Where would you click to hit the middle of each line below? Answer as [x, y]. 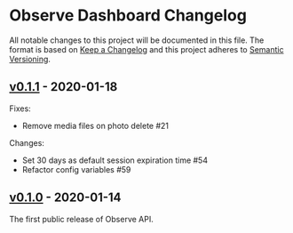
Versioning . [30, 59]
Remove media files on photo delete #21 [95, 125]
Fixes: [20, 108]
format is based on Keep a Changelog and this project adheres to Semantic [146, 49]
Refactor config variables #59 [76, 169]
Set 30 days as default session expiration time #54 [115, 160]
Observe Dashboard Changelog [128, 16]
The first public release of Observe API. [81, 219]
